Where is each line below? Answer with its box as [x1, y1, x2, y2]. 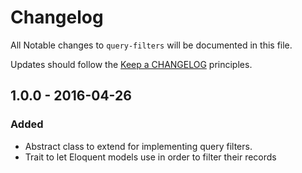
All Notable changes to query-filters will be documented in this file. [10, 39, 293, 51]
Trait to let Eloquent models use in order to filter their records [24, 151, 277, 163]
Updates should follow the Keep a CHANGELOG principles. [10, 58, 253, 70]
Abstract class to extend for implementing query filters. [24, 140, 253, 152]
